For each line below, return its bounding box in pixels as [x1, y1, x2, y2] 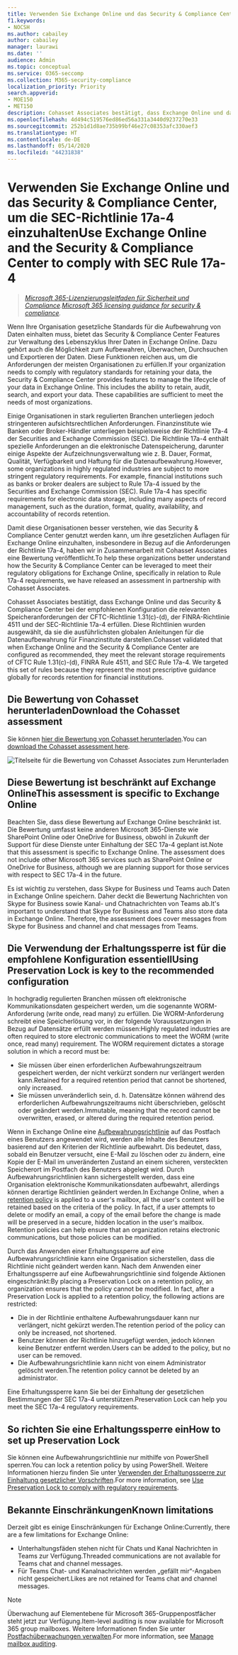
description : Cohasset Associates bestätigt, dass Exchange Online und [7, 109, 223, 116]
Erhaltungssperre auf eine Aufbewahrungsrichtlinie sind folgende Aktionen [7, 1269, 226, 1278]
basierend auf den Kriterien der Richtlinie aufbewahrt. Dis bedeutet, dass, [7, 1142, 222, 1151]
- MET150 [7, 103, 33, 110]
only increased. [17, 1083, 63, 1092]
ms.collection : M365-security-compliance [7, 76, 132, 84]
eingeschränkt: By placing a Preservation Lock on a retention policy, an [7, 1277, 213, 1286]
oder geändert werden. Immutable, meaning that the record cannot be [17, 1106, 221, 1115]
